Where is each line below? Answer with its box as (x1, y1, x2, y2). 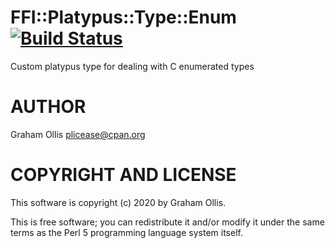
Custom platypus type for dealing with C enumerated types (10, 60, 255, 72)
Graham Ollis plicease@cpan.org (10, 128, 146, 140)
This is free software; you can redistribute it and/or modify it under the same (10, 216, 325, 228)
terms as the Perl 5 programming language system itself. (10, 226, 243, 238)
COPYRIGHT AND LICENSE (10, 164, 237, 186)
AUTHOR (10, 96, 87, 118)
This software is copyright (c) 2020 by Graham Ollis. (10, 196, 227, 208)
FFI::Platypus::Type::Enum (10, 6, 237, 29)
